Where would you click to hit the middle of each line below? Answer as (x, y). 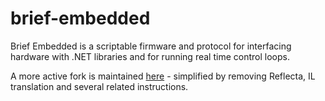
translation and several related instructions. (99, 86)
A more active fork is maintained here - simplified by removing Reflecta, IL (163, 76)
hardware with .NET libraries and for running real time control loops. (150, 56)
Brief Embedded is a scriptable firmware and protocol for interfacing (151, 46)
